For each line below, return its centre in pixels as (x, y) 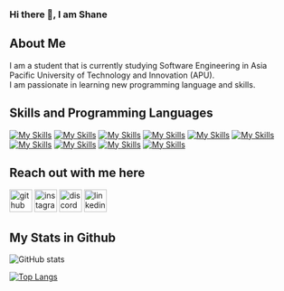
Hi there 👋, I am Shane (59, 14)
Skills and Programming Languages (112, 113)
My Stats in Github (62, 237)
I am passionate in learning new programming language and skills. (133, 84)
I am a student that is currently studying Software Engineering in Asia (138, 65)
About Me (38, 44)
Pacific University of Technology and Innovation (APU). (112, 75)
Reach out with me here (77, 172)
